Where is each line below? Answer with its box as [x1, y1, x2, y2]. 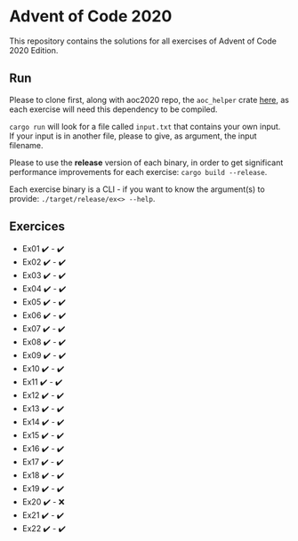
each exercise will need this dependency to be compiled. [9, 104, 218, 115]
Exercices [9, 219, 65, 235]
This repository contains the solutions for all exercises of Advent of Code [9, 36, 278, 46]
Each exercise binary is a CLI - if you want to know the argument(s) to [9, 184, 265, 195]
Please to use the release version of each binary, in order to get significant [9, 157, 284, 168]
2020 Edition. [9, 44, 59, 55]
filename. [9, 139, 44, 150]
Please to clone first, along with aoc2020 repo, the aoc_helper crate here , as [9, 94, 289, 105]
